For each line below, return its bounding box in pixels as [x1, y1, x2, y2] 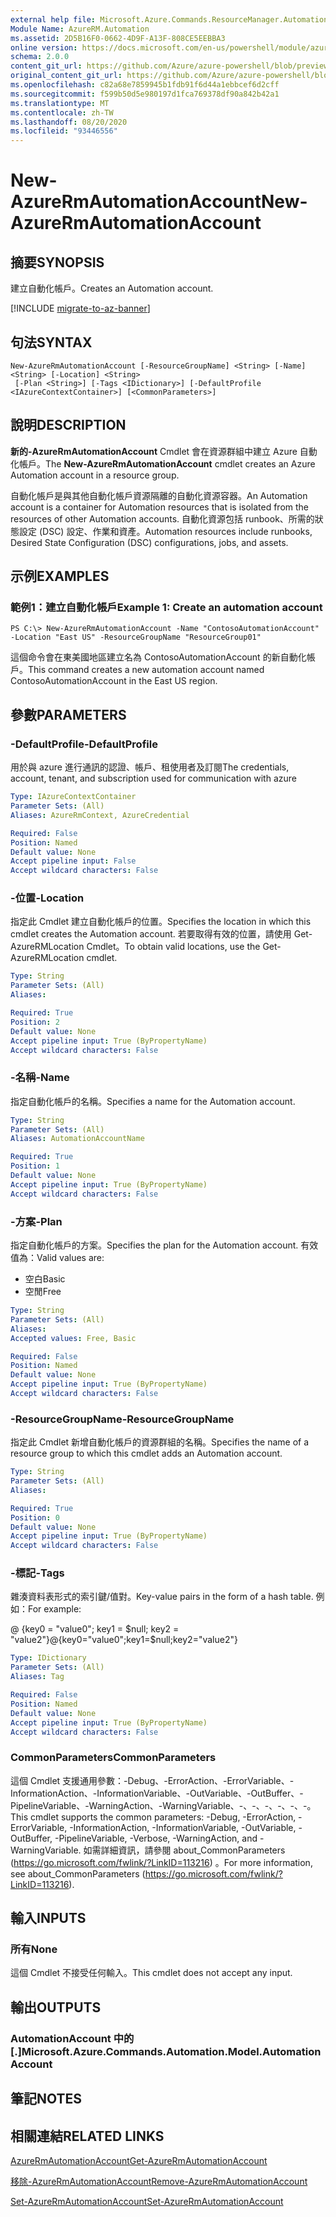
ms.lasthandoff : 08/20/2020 [10, 117, 128, 127]
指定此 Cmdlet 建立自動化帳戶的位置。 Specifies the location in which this [10, 916, 312, 928]
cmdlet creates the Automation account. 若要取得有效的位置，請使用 [10, 928, 292, 940]
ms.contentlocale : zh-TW [10, 107, 114, 118]
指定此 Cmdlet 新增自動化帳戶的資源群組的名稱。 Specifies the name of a [10, 1436, 310, 1448]
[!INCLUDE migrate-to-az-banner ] [10, 302, 151, 315]
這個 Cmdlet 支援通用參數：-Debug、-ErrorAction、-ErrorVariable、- [10, 1774, 295, 1786]
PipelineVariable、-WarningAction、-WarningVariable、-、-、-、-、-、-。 [10, 1799, 317, 1811]
